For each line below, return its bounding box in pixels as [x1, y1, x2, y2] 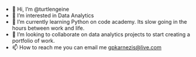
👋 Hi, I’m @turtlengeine [11, 6, 69, 12]
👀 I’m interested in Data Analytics [11, 12, 94, 19]
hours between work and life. [11, 24, 85, 31]
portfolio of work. [11, 37, 55, 44]
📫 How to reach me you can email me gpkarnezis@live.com [11, 44, 162, 50]
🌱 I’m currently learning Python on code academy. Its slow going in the [11, 18, 188, 25]
